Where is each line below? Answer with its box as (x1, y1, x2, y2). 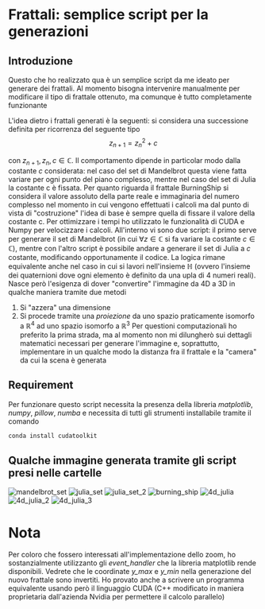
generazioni (8, 22, 89, 41)
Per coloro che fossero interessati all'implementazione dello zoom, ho (8, 550, 236, 560)
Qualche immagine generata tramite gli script (8, 453, 236, 467)
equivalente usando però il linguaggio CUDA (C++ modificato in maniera (8, 584, 244, 593)
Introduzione (8, 54, 74, 68)
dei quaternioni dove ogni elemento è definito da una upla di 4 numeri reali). (8, 270, 256, 280)
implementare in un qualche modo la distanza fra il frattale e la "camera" (19, 347, 257, 356)
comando (8, 416, 40, 426)
